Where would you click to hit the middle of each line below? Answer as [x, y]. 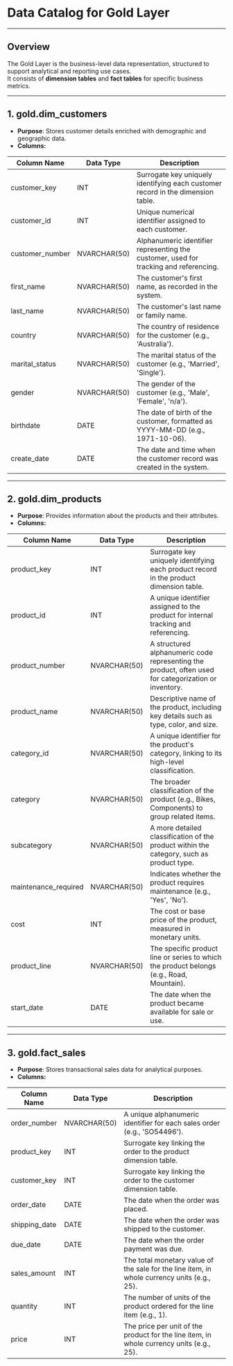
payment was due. [154, 1249]
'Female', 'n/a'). [162, 401]
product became [177, 1003]
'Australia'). [155, 344]
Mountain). [168, 983]
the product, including [186, 708]
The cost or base [178, 911]
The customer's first [170, 278]
